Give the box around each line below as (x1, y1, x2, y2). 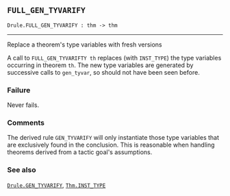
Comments (7, 118, 44, 127)
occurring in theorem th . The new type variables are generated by (7, 61, 194, 69)
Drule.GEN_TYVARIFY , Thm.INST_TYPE (7, 181, 106, 189)
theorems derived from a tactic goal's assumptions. (7, 148, 153, 156)
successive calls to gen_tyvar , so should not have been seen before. (7, 68, 200, 76)
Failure (7, 85, 31, 95)
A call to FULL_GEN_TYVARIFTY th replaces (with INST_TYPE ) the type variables (7, 53, 222, 62)
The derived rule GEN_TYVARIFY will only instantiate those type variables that (7, 134, 220, 142)
